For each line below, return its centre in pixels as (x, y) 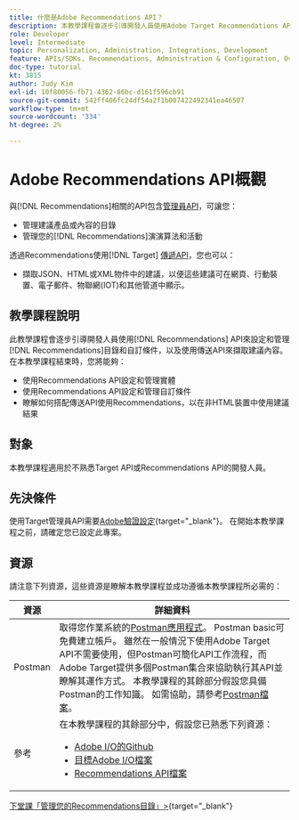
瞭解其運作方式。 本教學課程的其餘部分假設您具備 (163, 681)
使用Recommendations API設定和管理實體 (99, 380)
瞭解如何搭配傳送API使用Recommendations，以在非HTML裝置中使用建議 (155, 402)
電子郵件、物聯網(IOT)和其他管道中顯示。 (113, 285)
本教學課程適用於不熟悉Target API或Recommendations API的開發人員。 (140, 467)
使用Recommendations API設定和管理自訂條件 (106, 391)
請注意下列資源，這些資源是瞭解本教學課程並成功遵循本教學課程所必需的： (145, 586)
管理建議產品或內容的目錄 (69, 224)
